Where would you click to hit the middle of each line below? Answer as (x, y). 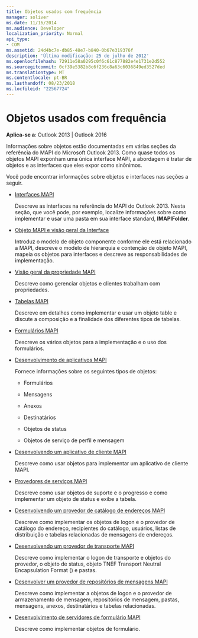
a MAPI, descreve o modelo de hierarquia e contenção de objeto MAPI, (101, 247)
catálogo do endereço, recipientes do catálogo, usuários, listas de (95, 528)
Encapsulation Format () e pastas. (56, 570)
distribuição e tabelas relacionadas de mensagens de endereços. (94, 534)
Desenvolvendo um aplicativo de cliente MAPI (71, 452)
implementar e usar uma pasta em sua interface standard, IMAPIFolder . (102, 218)
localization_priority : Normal (45, 34)
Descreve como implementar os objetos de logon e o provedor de (95, 522)
